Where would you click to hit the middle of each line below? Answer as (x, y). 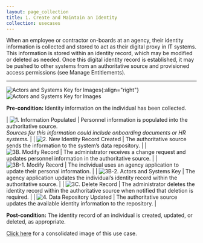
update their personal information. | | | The (101, 171)
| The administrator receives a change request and (123, 152)
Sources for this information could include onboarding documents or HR (96, 133)
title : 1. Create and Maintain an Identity (62, 18)
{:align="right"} (120, 90)
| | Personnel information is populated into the (97, 120)
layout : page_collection (37, 12)
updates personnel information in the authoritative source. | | (82, 159)
